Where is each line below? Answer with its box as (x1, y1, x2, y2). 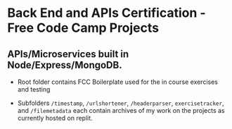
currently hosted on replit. (17, 114, 93, 122)
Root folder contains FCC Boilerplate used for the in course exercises (17, 78, 218, 86)
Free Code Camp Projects (7, 20, 160, 36)
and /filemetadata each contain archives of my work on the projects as (17, 106, 225, 114)
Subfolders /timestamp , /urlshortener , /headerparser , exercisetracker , (17, 99, 224, 107)
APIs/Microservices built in (7, 48, 129, 60)
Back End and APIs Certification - (7, 5, 206, 21)
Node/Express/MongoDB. (7, 59, 122, 71)
